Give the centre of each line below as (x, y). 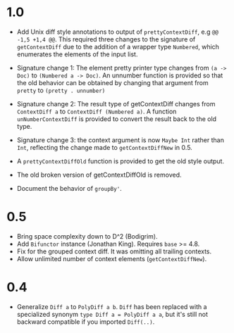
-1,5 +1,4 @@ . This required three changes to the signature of (106, 39)
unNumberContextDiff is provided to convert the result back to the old (116, 119)
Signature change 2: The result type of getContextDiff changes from (116, 103)
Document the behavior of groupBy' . (69, 188)
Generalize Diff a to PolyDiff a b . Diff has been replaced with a (112, 306)
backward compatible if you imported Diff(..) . (86, 322)
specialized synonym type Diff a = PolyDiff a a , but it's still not (112, 314)
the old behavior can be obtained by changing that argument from (112, 82)
